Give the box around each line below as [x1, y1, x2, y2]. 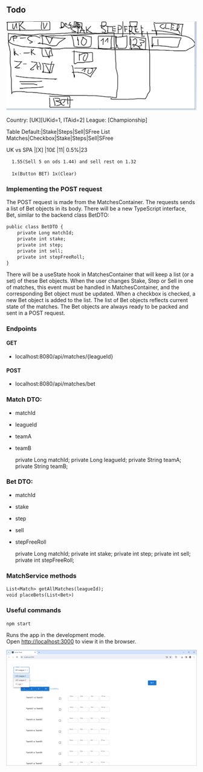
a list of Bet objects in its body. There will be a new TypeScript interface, [6, 205, 187, 212]
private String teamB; [14, 463, 68, 470]
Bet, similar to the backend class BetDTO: [6, 211, 110, 219]
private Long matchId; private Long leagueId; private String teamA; [14, 456, 182, 463]
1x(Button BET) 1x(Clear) [11, 171, 77, 177]
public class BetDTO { [6, 223, 63, 229]
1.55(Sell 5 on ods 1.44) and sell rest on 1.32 [11, 159, 137, 165]
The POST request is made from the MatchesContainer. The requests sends [6, 198, 195, 205]
